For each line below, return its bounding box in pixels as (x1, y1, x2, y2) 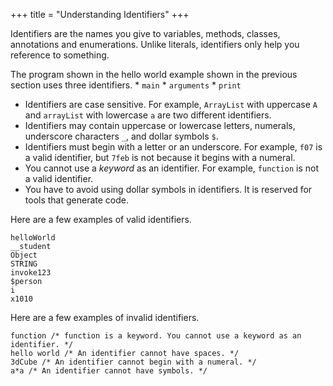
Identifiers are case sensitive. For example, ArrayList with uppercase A (24, 99, 318, 110)
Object (10, 250, 38, 260)
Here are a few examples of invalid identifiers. (10, 312, 200, 323)
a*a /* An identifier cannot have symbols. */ (10, 366, 208, 376)
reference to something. (10, 49, 110, 61)
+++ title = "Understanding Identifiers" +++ (10, 9, 190, 20)
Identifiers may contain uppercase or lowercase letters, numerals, (24, 120, 296, 131)
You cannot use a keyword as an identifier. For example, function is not (24, 162, 320, 174)
